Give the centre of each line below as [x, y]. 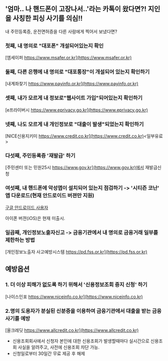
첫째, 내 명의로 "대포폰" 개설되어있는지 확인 [54, 46]
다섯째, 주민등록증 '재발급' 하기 [40, 156]
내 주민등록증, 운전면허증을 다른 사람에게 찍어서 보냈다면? [61, 31]
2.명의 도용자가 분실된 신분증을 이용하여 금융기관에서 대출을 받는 [78, 311]
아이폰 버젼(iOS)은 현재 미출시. [35, 218]
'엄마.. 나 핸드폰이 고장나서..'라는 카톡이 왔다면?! [76, 9]
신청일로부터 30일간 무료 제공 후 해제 [49, 353]
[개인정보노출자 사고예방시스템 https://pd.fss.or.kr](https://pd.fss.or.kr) [76, 252]
